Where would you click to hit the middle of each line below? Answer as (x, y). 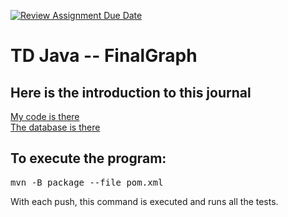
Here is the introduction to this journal (131, 92)
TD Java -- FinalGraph (104, 56)
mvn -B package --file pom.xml (87, 182)
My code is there (45, 116)
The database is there (55, 127)
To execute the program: (88, 158)
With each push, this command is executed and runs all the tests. (144, 201)
